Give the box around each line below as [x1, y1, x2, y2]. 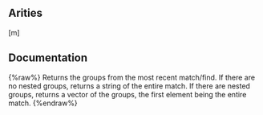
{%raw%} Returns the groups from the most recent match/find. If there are [8, 72, 255, 82]
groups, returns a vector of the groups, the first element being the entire [8, 89, 247, 99]
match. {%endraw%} [8, 98, 78, 108]
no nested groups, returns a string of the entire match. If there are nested [8, 80, 251, 91]
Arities [8, 6, 42, 20]
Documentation [8, 51, 88, 65]
